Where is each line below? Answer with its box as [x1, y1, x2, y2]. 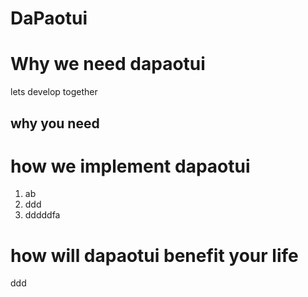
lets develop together [10, 86, 98, 98]
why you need [10, 115, 100, 132]
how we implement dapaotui [10, 155, 251, 177]
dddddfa [24, 209, 61, 221]
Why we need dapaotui [10, 53, 206, 76]
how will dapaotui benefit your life [10, 244, 299, 267]
